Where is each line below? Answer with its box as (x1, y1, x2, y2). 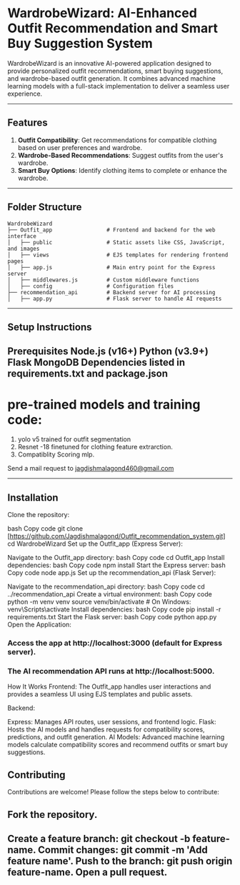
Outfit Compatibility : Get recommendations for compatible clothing (17, 136, 217, 144)
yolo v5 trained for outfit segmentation (17, 435, 131, 444)
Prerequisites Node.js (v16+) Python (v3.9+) (7, 345, 209, 358)
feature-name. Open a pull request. (7, 866, 168, 878)
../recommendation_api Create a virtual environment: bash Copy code (7, 590, 212, 599)
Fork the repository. (7, 809, 98, 821)
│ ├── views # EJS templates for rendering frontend (7, 251, 229, 259)
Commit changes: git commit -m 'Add (38, 844, 209, 856)
